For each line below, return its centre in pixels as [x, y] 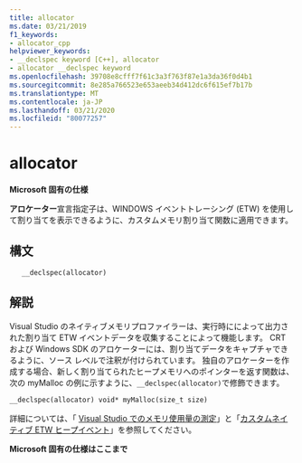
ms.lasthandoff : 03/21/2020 [62, 110]
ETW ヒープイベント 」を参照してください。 [116, 430]
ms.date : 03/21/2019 [48, 26]
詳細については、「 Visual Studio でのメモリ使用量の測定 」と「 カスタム [141, 418]
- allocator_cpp [40, 43]
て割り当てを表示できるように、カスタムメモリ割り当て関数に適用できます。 [151, 220]
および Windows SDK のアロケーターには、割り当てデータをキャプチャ [141, 348]
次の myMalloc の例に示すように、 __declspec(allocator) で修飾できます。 [147, 383]
